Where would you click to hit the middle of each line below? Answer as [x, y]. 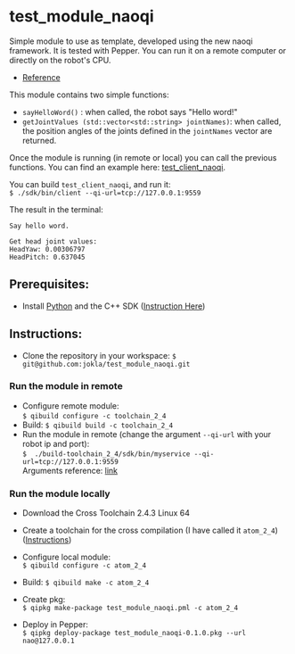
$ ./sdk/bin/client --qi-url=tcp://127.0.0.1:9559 [105, 193]
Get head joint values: [53, 241]
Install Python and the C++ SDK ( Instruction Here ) [114, 306]
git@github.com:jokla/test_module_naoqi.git [106, 364]
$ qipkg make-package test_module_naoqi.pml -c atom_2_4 [130, 608]
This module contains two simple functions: [89, 95]
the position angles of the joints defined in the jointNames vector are [147, 130]
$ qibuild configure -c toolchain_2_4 [94, 416]
